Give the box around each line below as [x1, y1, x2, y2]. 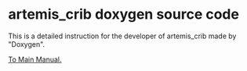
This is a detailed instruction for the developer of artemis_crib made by [8, 31, 237, 41]
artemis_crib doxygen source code [8, 5, 239, 23]
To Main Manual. [8, 55, 62, 64]
